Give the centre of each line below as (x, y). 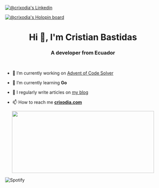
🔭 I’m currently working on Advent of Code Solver (63, 73)
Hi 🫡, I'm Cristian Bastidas (83, 37)
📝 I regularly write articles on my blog (50, 92)
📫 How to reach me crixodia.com (47, 102)
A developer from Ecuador (83, 53)
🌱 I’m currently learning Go (40, 83)
